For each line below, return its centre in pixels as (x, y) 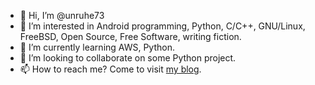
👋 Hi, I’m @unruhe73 (62, 15)
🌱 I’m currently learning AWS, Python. (97, 47)
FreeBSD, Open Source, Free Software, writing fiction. (130, 36)
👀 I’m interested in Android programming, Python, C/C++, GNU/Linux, (162, 26)
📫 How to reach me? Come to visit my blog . (110, 69)
